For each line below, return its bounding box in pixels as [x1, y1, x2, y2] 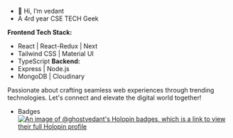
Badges [17, 107, 40, 115]
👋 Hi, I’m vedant [17, 7, 65, 15]
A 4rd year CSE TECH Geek [17, 14, 99, 23]
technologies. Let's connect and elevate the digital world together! [7, 93, 202, 102]
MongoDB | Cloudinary [17, 72, 85, 80]
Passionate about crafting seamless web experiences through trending [7, 86, 215, 94]
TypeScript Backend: [17, 57, 80, 65]
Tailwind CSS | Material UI [17, 50, 94, 58]
